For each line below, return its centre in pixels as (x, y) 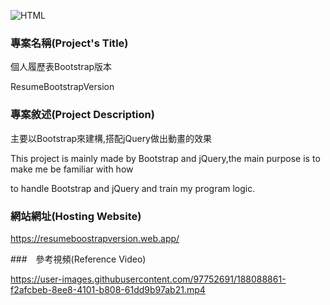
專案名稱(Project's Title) (69, 43)
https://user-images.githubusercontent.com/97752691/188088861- (148, 279)
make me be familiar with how (72, 169)
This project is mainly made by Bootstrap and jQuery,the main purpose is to (165, 158)
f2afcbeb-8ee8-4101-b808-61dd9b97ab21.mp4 (108, 289)
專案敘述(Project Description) (82, 115)
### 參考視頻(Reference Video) (78, 259)
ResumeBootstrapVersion (62, 87)
